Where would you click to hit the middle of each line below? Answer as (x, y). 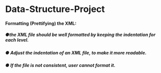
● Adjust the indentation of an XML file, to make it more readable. (76, 52)
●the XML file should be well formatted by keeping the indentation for (80, 35)
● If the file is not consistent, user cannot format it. (60, 65)
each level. (17, 40)
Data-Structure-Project (55, 9)
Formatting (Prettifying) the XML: (41, 23)
